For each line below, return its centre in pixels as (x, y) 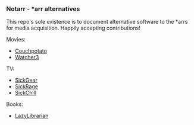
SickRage (26, 86)
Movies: (16, 40)
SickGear (26, 80)
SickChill (26, 93)
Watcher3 (27, 57)
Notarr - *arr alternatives (43, 9)
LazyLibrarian (32, 116)
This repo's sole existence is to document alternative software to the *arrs (97, 22)
